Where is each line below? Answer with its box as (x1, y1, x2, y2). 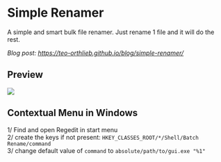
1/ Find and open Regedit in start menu (7, 125, 118, 133)
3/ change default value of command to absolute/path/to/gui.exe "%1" (7, 146, 206, 154)
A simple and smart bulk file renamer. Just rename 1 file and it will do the (7, 28, 215, 36)
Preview (7, 69, 44, 81)
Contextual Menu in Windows (7, 107, 138, 119)
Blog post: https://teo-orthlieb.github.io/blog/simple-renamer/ (7, 49, 184, 57)
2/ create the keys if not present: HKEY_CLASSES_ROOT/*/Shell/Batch (7, 133, 199, 141)
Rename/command (7, 140, 51, 147)
